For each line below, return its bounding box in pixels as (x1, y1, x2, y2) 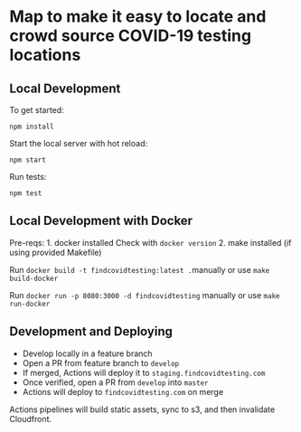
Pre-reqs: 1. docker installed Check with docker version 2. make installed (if (9, 237, 292, 248)
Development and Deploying (9, 324, 174, 340)
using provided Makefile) (9, 247, 102, 258)
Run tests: (9, 172, 47, 182)
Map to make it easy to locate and (9, 6, 267, 27)
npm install (9, 122, 54, 131)
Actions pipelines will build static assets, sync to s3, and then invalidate (9, 404, 276, 415)
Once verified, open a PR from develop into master (22, 377, 209, 388)
